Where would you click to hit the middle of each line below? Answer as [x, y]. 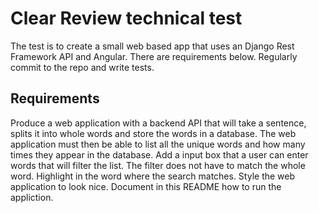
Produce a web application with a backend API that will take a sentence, [158, 123]
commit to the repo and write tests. [82, 67]
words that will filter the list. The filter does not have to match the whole [158, 165]
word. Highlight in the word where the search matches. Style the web [153, 176]
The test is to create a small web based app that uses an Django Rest [152, 46]
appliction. [32, 197]
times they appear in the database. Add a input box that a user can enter [159, 154]
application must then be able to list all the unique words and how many [158, 144]
